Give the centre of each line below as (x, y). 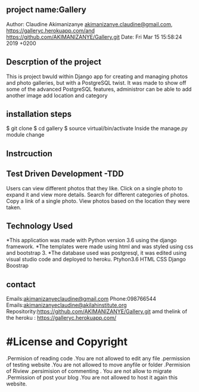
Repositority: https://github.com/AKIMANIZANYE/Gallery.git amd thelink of (97, 311)
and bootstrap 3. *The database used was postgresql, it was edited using (96, 253)
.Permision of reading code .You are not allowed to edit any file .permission (98, 359)
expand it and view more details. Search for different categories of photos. (98, 195)
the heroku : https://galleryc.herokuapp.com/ (61, 318)
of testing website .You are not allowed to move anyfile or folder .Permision (98, 365)
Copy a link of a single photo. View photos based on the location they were (98, 201)
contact (21, 284)
